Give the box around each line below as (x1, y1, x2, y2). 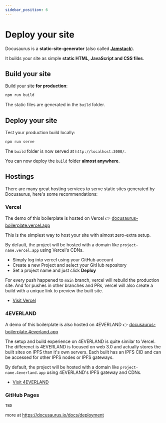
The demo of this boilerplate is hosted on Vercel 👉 (5, 215, 111, 221)
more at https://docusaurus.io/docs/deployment (5, 411, 104, 418)
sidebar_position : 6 (5, 7, 48, 13)
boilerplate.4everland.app (5, 329, 58, 335)
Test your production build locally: (5, 130, 75, 136)
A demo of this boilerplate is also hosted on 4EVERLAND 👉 (5, 321, 128, 328)
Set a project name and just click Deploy (12, 267, 96, 273)
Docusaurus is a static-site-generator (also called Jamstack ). (5, 46, 134, 52)
